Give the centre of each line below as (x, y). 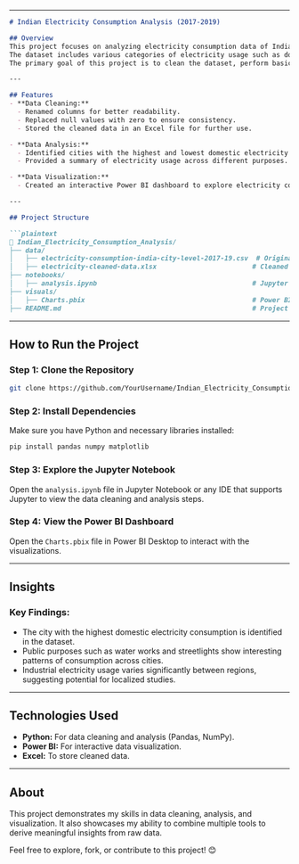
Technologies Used (64, 716)
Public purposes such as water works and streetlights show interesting (152, 651)
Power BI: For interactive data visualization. (102, 746)
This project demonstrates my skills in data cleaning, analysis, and (130, 814)
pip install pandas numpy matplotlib (79, 447)
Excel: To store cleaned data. (76, 756)
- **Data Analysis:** (49, 144)
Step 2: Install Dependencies (73, 411)
